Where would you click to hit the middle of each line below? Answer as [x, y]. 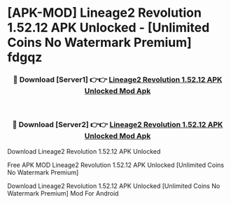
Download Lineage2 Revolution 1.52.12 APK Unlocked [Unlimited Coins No [114, 186]
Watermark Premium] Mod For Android [63, 193]
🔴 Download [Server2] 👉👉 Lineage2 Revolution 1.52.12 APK [118, 125]
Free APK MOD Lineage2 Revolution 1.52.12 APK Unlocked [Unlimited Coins [116, 165]
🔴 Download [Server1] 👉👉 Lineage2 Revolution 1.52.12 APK [118, 80]
